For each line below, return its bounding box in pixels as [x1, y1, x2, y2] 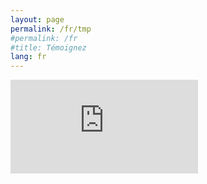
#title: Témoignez [10, 42, 87, 53]
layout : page [10, 14, 65, 25]
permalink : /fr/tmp [10, 24, 92, 34]
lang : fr [10, 52, 47, 62]
